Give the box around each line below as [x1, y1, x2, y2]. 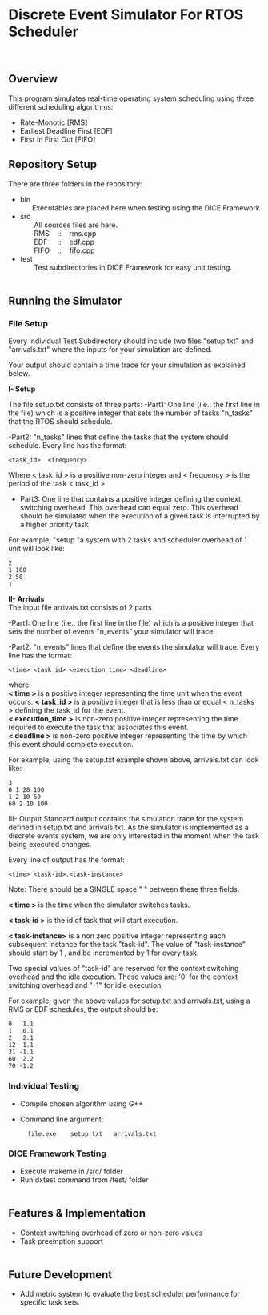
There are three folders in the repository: [8, 178, 142, 189]
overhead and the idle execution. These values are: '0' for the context [8, 972, 238, 981]
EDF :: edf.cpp [34, 237, 94, 246]
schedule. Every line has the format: [8, 441, 127, 450]
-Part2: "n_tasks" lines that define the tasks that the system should [8, 432, 229, 442]
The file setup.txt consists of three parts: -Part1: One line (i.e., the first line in [8, 400, 261, 410]
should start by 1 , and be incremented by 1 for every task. [8, 948, 199, 957]
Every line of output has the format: [8, 855, 126, 865]
